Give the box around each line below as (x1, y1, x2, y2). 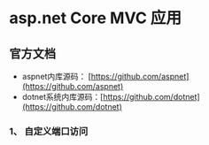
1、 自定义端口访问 (9, 125, 89, 137)
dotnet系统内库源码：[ (21, 92, 104, 102)
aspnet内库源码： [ (21, 72, 91, 81)
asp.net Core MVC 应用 (9, 8, 182, 28)
